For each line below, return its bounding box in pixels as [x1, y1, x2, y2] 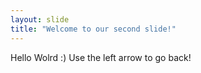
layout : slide [10, 14, 70, 25]
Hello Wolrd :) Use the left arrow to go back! [10, 51, 192, 63]
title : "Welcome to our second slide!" [10, 24, 177, 34]
